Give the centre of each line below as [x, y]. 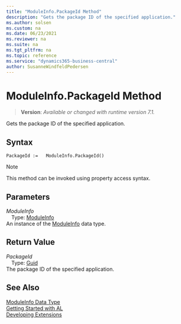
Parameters [28, 197]
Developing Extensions [34, 315]
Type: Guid [25, 263]
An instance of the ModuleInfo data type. [56, 223]
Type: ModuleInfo [33, 217]
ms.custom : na [24, 28]
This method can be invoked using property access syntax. [78, 179]
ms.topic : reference [32, 56]
